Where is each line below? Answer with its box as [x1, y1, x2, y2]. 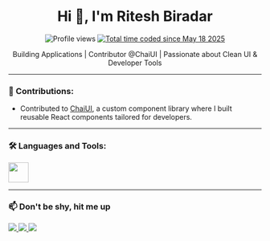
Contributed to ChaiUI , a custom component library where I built [19, 104, 232, 113]
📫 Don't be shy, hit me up [8, 201, 111, 212]
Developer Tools [108, 58, 162, 67]
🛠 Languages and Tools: [8, 141, 107, 152]
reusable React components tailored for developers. [19, 112, 193, 122]
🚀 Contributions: [8, 85, 74, 96]
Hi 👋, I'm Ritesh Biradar [57, 7, 213, 26]
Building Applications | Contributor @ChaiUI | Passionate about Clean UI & [12, 49, 258, 59]
